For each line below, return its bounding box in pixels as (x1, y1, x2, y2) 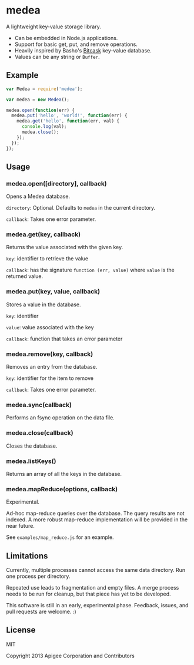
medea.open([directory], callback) (6, 179, 107, 187)
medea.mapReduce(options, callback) (6, 485, 118, 493)
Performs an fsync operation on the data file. (6, 414, 115, 421)
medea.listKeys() (6, 457, 56, 465)
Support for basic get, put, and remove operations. (14, 41, 138, 48)
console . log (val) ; (21, 124, 67, 130)
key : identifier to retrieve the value (6, 255, 89, 262)
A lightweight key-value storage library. (6, 23, 101, 30)
